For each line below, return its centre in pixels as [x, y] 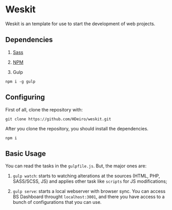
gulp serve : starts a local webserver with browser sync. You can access [89, 192]
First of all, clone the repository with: [44, 109]
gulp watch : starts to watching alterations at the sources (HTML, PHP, [86, 176]
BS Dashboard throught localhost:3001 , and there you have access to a [89, 197]
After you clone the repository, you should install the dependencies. [77, 128]
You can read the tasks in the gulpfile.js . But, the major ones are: [76, 166]
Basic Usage [26, 153]
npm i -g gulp [21, 81]
